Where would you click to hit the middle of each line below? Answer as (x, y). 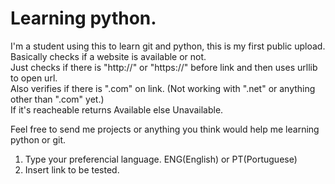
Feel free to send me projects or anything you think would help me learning (165, 129)
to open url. (34, 78)
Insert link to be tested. (72, 169)
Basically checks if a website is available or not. (108, 56)
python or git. (38, 139)
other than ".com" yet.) (57, 99)
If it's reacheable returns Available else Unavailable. (117, 109)
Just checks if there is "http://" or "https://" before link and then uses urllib (164, 67)
